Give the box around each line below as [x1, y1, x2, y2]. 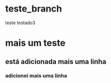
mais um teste [5, 37, 66, 49]
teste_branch [5, 3, 62, 15]
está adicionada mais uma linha [5, 57, 106, 66]
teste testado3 [5, 20, 35, 26]
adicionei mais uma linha [5, 72, 67, 79]
